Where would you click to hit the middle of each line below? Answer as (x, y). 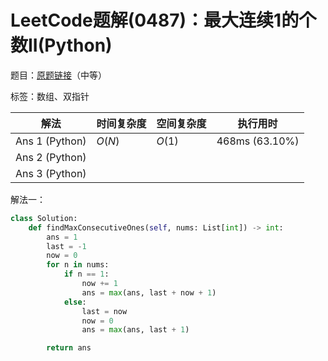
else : (75, 302)
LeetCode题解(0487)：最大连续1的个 (163, 20)
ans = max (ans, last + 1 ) (135, 330)
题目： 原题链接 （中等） (58, 75)
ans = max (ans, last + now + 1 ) (149, 292)
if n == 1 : (86, 274)
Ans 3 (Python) (51, 173)
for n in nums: (78, 265)
